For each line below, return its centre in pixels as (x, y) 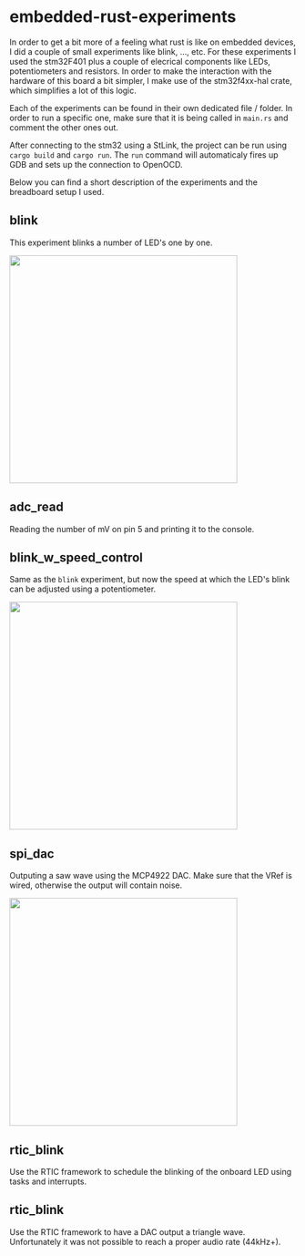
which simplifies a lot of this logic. (73, 90)
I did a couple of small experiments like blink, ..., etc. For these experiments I (153, 51)
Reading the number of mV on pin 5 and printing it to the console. (132, 529)
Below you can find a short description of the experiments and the (133, 182)
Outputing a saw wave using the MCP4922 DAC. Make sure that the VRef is (151, 876)
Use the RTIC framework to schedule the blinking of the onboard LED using (151, 1172)
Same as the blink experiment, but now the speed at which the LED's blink (150, 580)
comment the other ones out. (64, 127)
